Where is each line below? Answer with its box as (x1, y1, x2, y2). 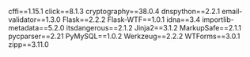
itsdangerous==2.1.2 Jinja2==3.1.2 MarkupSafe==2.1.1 (66, 23, 241, 32)
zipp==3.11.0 (8, 40, 49, 49)
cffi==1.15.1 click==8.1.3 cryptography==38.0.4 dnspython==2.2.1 (8, 7, 220, 16)
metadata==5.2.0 (8, 23, 65, 32)
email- (221, 7, 243, 16)
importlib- (201, 15, 235, 24)
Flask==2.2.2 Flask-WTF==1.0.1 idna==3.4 (62, 15, 201, 24)
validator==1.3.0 (8, 15, 61, 24)
